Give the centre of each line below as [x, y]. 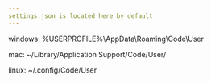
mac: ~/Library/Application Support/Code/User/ [87, 54]
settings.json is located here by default [81, 16]
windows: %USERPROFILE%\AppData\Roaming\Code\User [106, 39]
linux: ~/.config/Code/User [53, 70]
